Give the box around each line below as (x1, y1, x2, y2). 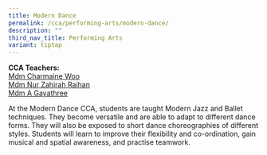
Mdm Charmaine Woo (8, 72, 80, 81)
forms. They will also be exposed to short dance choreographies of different (8, 121, 259, 130)
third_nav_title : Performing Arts (8, 33, 124, 42)
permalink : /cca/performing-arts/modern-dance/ (8, 19, 170, 27)
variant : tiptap (8, 41, 62, 49)
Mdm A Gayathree (8, 88, 68, 98)
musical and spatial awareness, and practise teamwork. (8, 138, 191, 147)
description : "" (8, 26, 62, 34)
